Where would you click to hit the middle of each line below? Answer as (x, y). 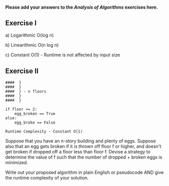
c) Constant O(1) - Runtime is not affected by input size (63, 55)
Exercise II (22, 71)
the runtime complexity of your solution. (47, 178)
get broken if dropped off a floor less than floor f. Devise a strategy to (78, 152)
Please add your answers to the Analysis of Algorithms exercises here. (82, 7)
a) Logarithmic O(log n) (30, 35)
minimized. (17, 163)
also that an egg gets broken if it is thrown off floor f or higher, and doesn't (83, 146)
